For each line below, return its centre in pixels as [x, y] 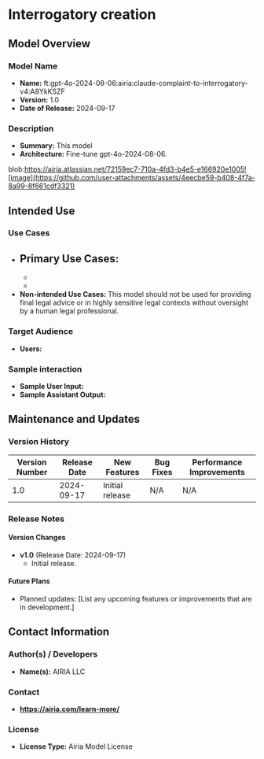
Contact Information [59, 632]
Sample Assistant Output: [62, 394]
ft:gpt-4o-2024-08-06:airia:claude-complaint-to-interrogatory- [146, 83]
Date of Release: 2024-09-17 [67, 108]
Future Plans [29, 581]
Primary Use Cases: [69, 259]
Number [32, 472]
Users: [31, 349]
